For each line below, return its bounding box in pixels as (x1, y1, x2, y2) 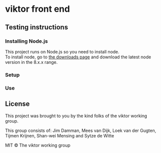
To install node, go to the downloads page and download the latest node (5, 54, 151, 60)
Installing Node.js (5, 38, 48, 45)
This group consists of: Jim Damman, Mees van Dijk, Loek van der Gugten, (5, 127, 157, 133)
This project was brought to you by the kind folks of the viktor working (5, 113, 147, 119)
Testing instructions (5, 23, 68, 31)
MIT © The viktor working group (5, 142, 71, 148)
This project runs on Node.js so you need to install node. (5, 49, 119, 54)
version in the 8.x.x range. (5, 59, 58, 65)
